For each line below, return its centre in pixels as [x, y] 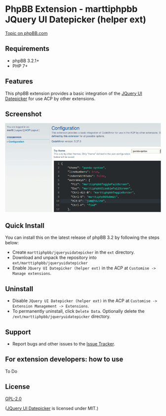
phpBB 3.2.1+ [26, 61]
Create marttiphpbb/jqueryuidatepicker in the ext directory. [73, 252]
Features [19, 82]
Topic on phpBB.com [26, 33]
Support [18, 332]
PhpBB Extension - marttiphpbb [71, 9]
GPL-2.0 [14, 399]
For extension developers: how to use [64, 359]
